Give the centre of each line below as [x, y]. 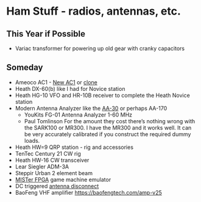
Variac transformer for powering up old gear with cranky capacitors [100, 48]
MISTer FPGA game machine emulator [63, 179]
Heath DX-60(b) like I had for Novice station [70, 88]
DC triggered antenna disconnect [57, 186]
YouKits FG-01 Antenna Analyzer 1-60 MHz [78, 115]
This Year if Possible [46, 34]
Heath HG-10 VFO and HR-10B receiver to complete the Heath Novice [102, 95]
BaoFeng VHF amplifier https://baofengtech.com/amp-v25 [89, 192]
